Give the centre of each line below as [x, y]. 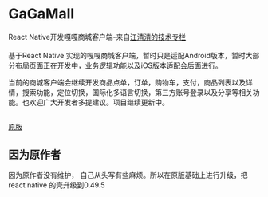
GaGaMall [41, 14]
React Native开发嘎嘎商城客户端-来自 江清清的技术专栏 [97, 37]
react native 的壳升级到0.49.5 [57, 185]
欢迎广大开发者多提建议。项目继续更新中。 [99, 102]
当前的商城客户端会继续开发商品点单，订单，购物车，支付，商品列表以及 [127, 82]
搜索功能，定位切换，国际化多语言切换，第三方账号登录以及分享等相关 [137, 92]
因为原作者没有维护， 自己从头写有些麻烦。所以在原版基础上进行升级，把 [128, 175]
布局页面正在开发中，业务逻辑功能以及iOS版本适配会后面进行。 [119, 65]
